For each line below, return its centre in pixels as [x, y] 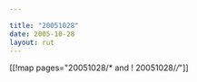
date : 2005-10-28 [42, 34]
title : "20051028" [44, 25]
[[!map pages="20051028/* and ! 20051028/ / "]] [99, 68]
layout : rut [32, 42]
